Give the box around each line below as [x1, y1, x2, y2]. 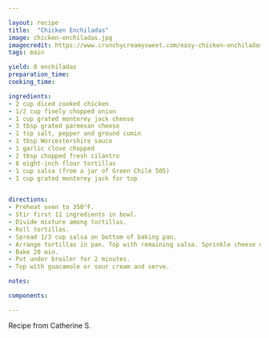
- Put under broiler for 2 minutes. [8, 256, 130, 264]
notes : [8, 277, 30, 285]
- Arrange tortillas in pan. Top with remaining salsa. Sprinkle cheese [8, 240, 256, 248]
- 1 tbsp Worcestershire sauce [8, 137, 113, 145]
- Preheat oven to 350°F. [8, 203, 94, 211]
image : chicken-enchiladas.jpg [8, 34, 113, 42]
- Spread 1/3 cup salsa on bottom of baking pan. [8, 233, 178, 241]
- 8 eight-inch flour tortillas [8, 159, 116, 167]
